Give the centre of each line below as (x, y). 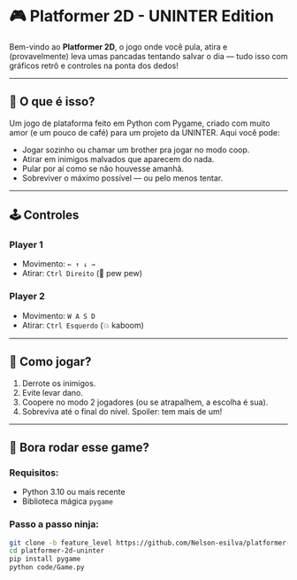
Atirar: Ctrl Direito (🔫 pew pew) (82, 274)
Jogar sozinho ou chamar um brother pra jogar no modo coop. (136, 150)
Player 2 (27, 297)
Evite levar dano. (53, 392)
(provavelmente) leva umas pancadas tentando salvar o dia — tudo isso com (148, 56)
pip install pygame (45, 559)
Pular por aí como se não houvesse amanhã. (103, 168)
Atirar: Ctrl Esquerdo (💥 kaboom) (83, 325)
